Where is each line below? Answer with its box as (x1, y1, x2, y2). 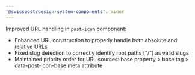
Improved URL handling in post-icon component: (5, 25, 127, 32)
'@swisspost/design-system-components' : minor (5, 8, 125, 15)
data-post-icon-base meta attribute (14, 62, 103, 69)
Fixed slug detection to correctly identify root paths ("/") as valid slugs (14, 49, 189, 57)
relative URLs (14, 43, 48, 50)
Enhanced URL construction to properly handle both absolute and (14, 36, 178, 43)
